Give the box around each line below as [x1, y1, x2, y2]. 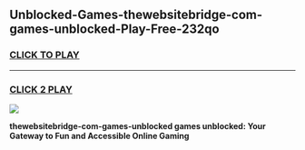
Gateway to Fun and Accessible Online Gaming [9, 130, 190, 141]
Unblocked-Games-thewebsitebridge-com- [9, 7, 263, 23]
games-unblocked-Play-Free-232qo [9, 22, 220, 37]
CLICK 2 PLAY [9, 83, 73, 95]
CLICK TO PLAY [9, 49, 80, 62]
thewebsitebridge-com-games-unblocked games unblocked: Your [9, 120, 266, 131]
